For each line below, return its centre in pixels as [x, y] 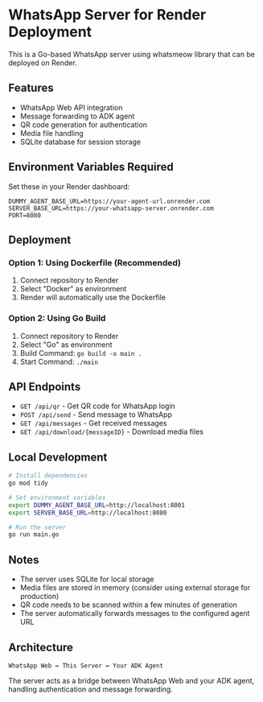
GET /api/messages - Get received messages [93, 423]
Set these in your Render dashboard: [69, 186]
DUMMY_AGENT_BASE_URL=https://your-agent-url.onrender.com [109, 201]
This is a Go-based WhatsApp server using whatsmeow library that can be [132, 54]
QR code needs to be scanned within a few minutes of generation [128, 605]
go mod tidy [28, 483]
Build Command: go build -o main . [81, 353]
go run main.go [34, 535]
